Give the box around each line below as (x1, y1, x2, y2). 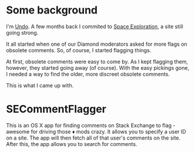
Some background (6, 4, 98, 17)
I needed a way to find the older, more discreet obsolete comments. (6, 70, 170, 77)
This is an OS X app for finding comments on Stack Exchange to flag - (6, 121, 176, 129)
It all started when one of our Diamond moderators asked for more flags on (6, 40, 188, 47)
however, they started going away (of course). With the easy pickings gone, (6, 64, 190, 71)
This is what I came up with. (6, 81, 74, 89)
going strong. (6, 29, 39, 36)
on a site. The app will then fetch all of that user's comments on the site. (6, 134, 181, 141)
